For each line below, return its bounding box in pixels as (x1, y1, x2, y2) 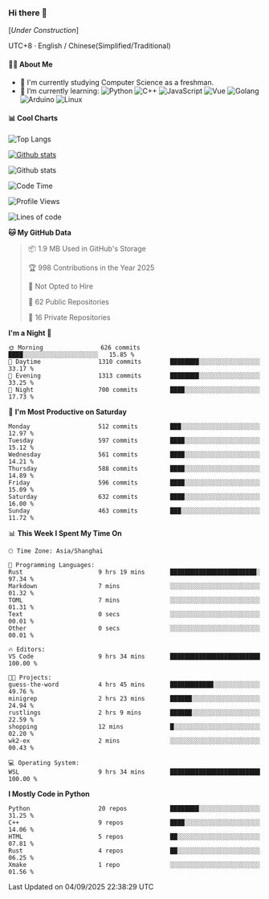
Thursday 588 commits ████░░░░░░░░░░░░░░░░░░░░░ (8, 464, 261, 472)
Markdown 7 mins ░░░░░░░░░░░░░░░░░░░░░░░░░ (8, 582, 261, 590)
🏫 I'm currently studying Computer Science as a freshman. (19, 77, 214, 87)
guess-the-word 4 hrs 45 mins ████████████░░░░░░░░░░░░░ (8, 680, 261, 689)
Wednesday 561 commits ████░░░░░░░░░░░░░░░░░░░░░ (8, 450, 261, 459)
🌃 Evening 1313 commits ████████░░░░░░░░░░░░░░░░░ (8, 371, 261, 380)
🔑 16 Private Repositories (27, 313, 111, 322)
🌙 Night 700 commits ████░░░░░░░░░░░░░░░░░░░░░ (8, 386, 261, 394)
